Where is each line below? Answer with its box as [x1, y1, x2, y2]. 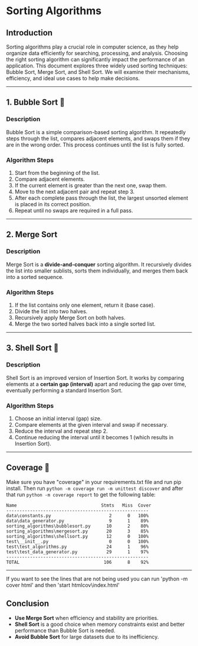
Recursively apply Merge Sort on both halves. [14, 314, 126, 321]
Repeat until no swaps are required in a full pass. [14, 207, 134, 214]
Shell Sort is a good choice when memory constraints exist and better [14, 621, 185, 628]
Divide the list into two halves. [14, 307, 88, 314]
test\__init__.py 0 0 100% [6, 538, 149, 544]
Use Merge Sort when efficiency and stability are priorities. [14, 614, 159, 621]
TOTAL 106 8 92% [6, 559, 149, 565]
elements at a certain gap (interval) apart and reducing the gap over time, [6, 380, 187, 388]
